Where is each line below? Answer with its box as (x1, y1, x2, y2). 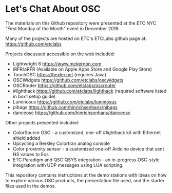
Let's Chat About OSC (5, 3, 101, 15)
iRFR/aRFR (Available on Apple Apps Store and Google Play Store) (12, 66, 152, 72)
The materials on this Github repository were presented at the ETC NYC (5, 20, 157, 26)
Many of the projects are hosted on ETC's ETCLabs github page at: (5, 35, 147, 41)
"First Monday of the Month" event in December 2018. (5, 25, 120, 31)
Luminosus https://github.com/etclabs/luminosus (12, 98, 117, 105)
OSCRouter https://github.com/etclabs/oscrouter (12, 82, 117, 89)
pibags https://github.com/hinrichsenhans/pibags (12, 104, 118, 110)
